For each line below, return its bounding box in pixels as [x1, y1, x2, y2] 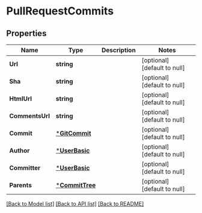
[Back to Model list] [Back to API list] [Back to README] [6, 200, 144, 207]
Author [9, 146, 30, 155]
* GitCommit [55, 129, 91, 137]
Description [101, 46, 136, 54]
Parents [9, 181, 32, 189]
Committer [9, 164, 41, 172]
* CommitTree [55, 181, 96, 189]
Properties [6, 28, 47, 39]
